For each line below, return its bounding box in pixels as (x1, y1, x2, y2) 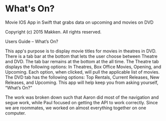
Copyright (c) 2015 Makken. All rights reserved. (5, 29, 102, 35)
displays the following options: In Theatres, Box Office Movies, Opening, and (5, 64, 162, 70)
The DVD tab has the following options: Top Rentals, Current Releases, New (5, 74, 160, 80)
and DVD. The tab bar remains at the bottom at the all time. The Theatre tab (5, 58, 159, 64)
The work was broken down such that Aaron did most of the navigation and (5, 94, 159, 100)
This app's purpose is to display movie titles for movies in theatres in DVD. (5, 48, 157, 54)
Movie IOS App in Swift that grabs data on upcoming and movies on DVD (5, 19, 154, 25)
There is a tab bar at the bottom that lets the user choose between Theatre (5, 53, 158, 59)
